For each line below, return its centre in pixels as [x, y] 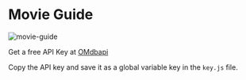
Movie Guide [51, 15]
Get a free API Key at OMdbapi [58, 51]
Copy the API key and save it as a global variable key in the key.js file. [123, 67]
